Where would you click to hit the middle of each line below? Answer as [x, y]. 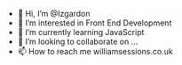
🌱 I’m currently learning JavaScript [81, 32]
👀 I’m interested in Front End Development [95, 23]
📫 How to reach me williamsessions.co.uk [95, 51]
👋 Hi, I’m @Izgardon [54, 14]
